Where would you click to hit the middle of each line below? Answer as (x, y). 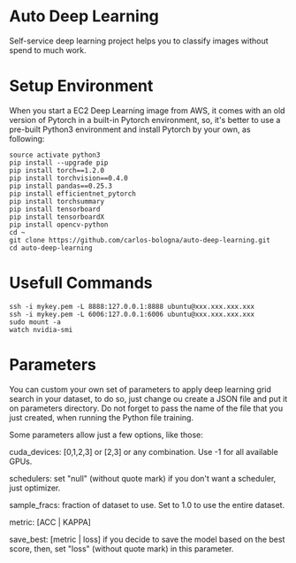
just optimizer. (35, 488)
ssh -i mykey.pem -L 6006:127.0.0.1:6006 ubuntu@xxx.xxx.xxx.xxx (132, 314)
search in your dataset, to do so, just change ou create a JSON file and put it (148, 398)
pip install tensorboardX (57, 217)
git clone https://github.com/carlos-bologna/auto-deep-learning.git (140, 240)
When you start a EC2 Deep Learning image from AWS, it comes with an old (147, 110)
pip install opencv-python (59, 224)
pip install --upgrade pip (59, 162)
